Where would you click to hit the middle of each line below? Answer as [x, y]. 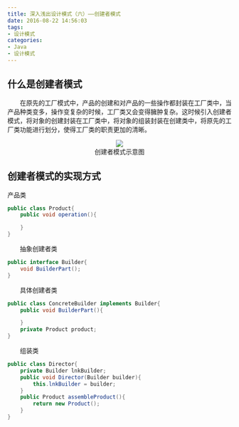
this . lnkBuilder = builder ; [74, 384]
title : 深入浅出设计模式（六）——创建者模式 [64, 14]
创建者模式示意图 [119, 152]
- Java [17, 47]
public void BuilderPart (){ [62, 310]
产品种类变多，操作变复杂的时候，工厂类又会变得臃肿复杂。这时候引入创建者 [119, 112]
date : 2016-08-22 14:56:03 [47, 21]
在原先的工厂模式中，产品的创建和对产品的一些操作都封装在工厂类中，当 [126, 102]
